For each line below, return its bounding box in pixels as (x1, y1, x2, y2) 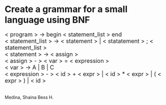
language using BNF (4, 14, 90, 26)
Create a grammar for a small (4, 4, 128, 15)
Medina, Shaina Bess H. (4, 94, 53, 100)
